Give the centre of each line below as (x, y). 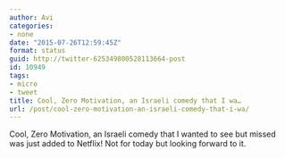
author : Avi (31, 17)
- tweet (24, 92)
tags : (19, 76)
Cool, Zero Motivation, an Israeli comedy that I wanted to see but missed (143, 134)
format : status (38, 51)
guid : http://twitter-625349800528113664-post (97, 59)
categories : (31, 26)
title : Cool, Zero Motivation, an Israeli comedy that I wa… (126, 100)
